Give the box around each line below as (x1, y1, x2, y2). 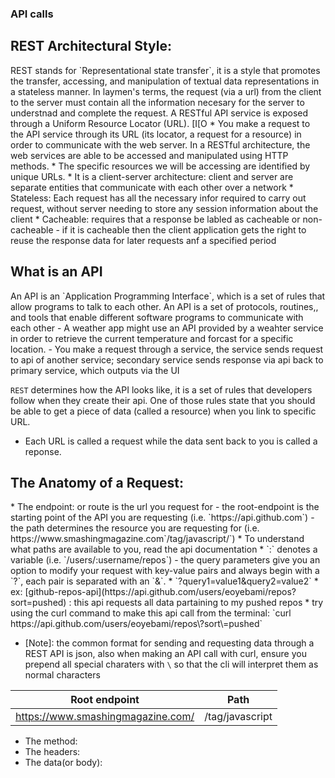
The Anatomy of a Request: (10, 474, 185, 491)
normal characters (24, 669, 101, 681)
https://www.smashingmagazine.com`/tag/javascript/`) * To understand (10, 533, 305, 545)
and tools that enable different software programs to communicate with (10, 311, 304, 323)
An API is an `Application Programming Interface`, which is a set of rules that (10, 290, 326, 302)
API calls (10, 7, 54, 21)
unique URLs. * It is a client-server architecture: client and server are (10, 170, 294, 182)
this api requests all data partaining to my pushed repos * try (73, 597, 324, 609)
